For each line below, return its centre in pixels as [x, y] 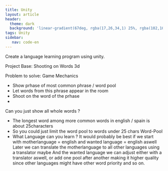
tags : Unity [17, 33]
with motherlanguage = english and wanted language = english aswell [84, 142]
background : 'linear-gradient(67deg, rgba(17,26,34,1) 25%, [73, 28]
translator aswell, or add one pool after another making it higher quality [85, 158]
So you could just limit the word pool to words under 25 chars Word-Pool [87, 131]
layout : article [22, 14]
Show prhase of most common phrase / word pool [64, 85]
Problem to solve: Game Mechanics [42, 76]
